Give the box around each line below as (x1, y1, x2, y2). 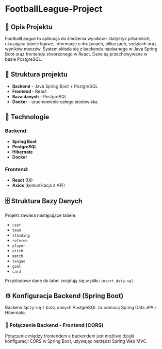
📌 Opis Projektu (5, 23, 53, 31)
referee (12, 238, 28, 243)
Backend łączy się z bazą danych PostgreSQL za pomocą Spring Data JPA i (5, 305, 156, 311)
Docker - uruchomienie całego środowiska (12, 99, 98, 105)
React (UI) (12, 177, 33, 183)
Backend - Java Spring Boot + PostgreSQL (12, 83, 98, 89)
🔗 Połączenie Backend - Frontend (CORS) (5, 322, 104, 329)
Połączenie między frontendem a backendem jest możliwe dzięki (5, 333, 135, 339)
